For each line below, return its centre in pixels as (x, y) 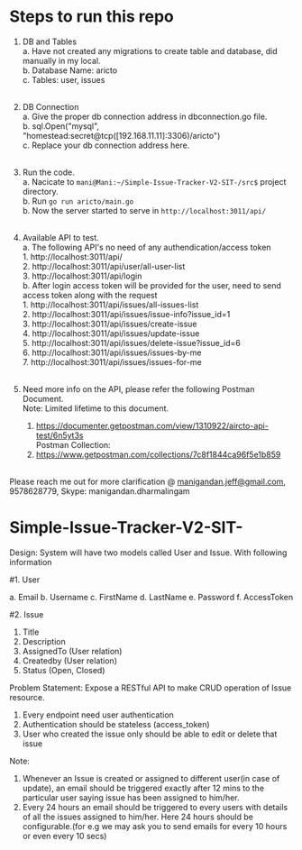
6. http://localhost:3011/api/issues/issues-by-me (112, 352)
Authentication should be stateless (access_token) (116, 724)
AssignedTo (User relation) (72, 651)
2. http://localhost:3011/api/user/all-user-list (104, 266)
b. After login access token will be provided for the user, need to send (152, 285)
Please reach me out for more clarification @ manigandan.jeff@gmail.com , (148, 481)
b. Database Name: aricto (70, 70)
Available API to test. (60, 237)
